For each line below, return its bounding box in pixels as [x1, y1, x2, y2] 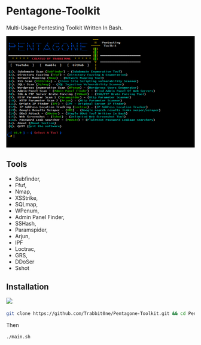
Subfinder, [14, 175, 41, 182]
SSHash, [14, 220, 36, 227]
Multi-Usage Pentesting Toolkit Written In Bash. [6, 24, 123, 31]
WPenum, [14, 207, 39, 214]
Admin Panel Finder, [14, 213, 65, 220]
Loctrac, [14, 245, 36, 253]
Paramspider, [14, 226, 48, 233]
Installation [6, 281, 49, 292]
